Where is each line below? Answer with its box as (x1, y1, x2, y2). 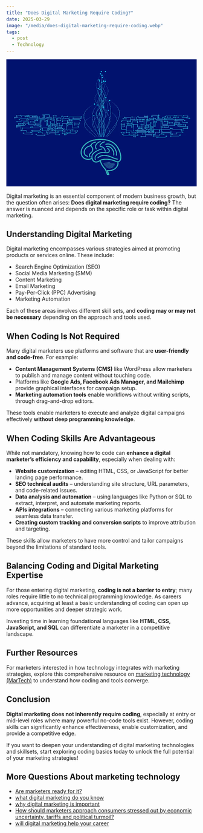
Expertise (6, 570, 43, 581)
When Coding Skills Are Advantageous (6, 433, 156, 443)
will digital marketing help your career (14, 820, 109, 827)
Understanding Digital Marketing (6, 229, 132, 240)
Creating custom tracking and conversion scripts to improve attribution (14, 519, 196, 526)
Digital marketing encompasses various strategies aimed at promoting (6, 245, 181, 252)
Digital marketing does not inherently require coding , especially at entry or (6, 710, 196, 717)
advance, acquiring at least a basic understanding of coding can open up (6, 599, 188, 606)
